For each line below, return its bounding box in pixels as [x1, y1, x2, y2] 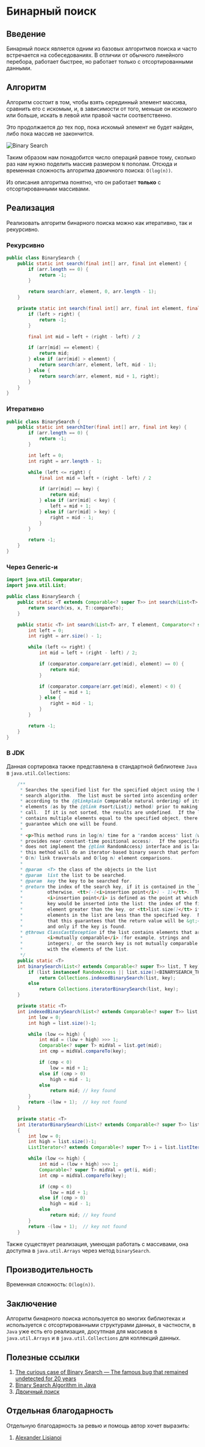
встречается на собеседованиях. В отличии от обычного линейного [6, 51, 184, 59]
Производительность [6, 1264, 93, 1275]
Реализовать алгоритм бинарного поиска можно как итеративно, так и [6, 219, 192, 226]
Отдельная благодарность [6, 1405, 114, 1416]
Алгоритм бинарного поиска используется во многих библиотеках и [6, 1315, 186, 1322]
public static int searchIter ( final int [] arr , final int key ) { [17, 424, 187, 430]
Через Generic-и [6, 563, 58, 571]
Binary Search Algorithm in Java [15, 1381, 96, 1389]
